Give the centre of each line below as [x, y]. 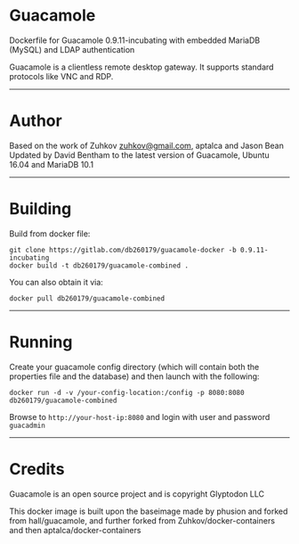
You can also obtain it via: [57, 282]
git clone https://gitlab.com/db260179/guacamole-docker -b [123, 250]
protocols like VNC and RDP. [61, 76]
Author [36, 121]
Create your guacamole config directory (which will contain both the [134, 367]
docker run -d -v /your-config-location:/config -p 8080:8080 [127, 392]
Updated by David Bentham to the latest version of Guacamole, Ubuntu [139, 155]
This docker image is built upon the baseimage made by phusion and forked [149, 511]
